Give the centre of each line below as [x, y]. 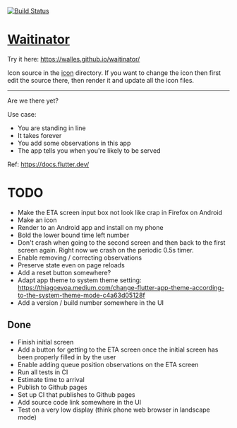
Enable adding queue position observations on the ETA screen [108, 364]
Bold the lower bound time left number [73, 235]
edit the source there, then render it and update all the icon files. [101, 80]
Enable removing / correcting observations [80, 258]
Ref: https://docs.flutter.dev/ [48, 164]
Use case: [22, 114]
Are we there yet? [33, 100]
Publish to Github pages [52, 387]
